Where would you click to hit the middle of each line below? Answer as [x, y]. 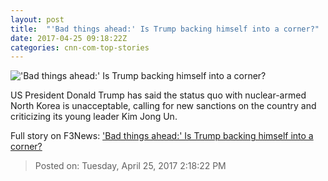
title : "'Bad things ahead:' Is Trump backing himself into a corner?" [165, 29]
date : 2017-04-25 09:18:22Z [69, 38]
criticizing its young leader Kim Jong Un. [94, 117]
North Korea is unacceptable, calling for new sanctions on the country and [163, 106]
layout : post [37, 19]
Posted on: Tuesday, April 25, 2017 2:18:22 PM [130, 166]
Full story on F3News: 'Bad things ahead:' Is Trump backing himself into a [162, 136]
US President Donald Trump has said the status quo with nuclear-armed [158, 95]
